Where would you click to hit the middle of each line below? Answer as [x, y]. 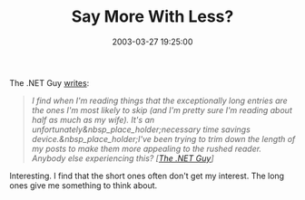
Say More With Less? [152, 17]
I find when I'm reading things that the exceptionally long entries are [159, 100]
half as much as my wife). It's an [93, 119]
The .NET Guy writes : [49, 82]
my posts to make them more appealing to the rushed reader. [146, 148]
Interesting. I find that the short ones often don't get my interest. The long [147, 176]
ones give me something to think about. [84, 185]
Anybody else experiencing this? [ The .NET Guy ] [123, 158]
